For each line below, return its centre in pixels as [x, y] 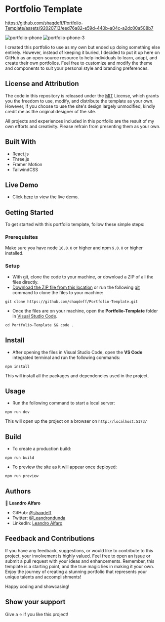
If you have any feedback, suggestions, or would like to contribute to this [79, 550]
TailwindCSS [25, 170]
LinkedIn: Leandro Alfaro [37, 523]
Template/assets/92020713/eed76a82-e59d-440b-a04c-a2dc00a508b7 [79, 28]
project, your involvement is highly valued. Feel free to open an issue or [78, 556]
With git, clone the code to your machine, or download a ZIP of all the [83, 277]
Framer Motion [27, 164]
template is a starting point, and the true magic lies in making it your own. [80, 566]
